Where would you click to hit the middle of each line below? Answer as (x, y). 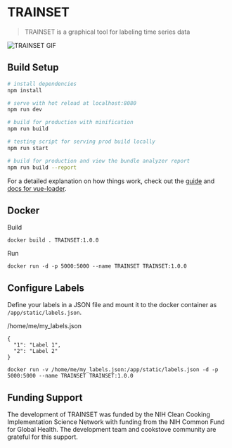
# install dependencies (42, 84)
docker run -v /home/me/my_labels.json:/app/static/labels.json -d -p (113, 370)
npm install (25, 90)
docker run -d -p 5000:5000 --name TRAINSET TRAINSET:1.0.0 (97, 266)
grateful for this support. (43, 437)
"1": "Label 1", (37, 345)
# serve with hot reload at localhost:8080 (72, 103)
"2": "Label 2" (36, 351)
